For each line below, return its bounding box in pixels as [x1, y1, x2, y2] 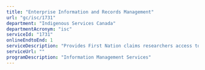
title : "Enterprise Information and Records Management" [6, 9, 154, 15]
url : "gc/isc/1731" [6, 15, 56, 21]
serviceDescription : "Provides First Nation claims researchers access [6, 43, 192, 49]
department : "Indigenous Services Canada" [6, 20, 116, 26]
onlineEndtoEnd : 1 [6, 37, 53, 43]
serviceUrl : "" [6, 49, 45, 55]
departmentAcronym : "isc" [6, 26, 72, 32]
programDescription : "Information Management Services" [6, 54, 151, 60]
